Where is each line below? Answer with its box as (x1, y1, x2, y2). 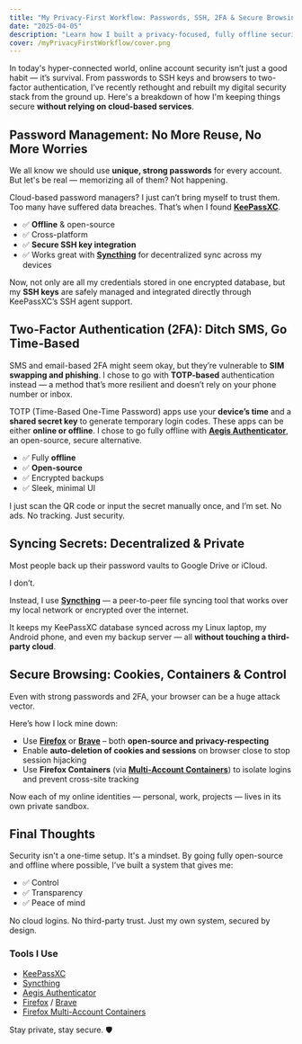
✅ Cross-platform (22, 229, 88, 240)
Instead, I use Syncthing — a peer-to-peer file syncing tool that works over (9, 594, 289, 605)
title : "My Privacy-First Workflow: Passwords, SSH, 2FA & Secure (9, 13, 263, 22)
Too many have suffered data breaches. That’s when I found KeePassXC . (9, 201, 281, 212)
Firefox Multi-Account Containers (22, 1006, 147, 1017)
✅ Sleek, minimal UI (22, 482, 96, 493)
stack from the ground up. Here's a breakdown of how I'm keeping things (9, 92, 281, 103)
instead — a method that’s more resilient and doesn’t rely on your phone (9, 379, 277, 389)
